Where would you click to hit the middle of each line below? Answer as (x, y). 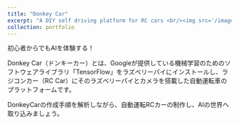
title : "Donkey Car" (38, 14)
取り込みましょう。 (36, 113)
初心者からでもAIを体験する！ (51, 48)
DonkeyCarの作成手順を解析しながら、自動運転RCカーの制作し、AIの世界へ (118, 105)
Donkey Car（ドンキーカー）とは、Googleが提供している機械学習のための (116, 63)
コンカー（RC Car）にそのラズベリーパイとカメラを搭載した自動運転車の (120, 81)
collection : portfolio (41, 27)
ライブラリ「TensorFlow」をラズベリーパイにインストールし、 (130, 72)
